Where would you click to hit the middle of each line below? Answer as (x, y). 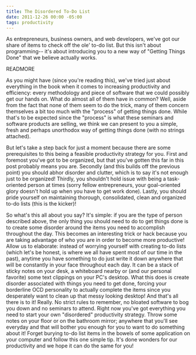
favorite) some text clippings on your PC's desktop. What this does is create (98, 277)
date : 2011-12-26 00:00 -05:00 (44, 17)
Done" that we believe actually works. (52, 58)
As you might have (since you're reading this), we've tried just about (88, 80)
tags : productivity (30, 22)
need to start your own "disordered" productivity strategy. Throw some (92, 315)
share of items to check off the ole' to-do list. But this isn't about (84, 45)
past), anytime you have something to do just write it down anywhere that (94, 259)
